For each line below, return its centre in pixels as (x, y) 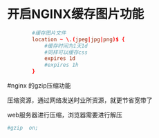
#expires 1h (61, 65)
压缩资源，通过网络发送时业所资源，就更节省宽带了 (80, 100)
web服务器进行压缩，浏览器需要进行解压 (65, 115)
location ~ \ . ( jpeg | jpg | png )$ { (79, 39)
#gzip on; (23, 128)
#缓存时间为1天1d (66, 46)
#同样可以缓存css (66, 52)
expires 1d (60, 59)
